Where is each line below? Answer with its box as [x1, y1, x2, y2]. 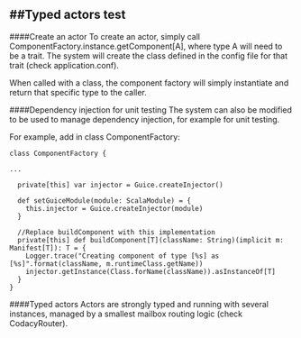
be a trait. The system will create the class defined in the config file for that [9, 50, 288, 61]
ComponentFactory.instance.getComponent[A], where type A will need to [9, 41, 283, 51]
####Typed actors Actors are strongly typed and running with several [9, 298, 269, 309]
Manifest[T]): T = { [9, 243, 87, 252]
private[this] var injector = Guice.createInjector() [17, 180, 223, 189]
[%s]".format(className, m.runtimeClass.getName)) [9, 259, 204, 269]
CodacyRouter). [9, 317, 68, 328]
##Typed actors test [9, 7, 126, 23]
